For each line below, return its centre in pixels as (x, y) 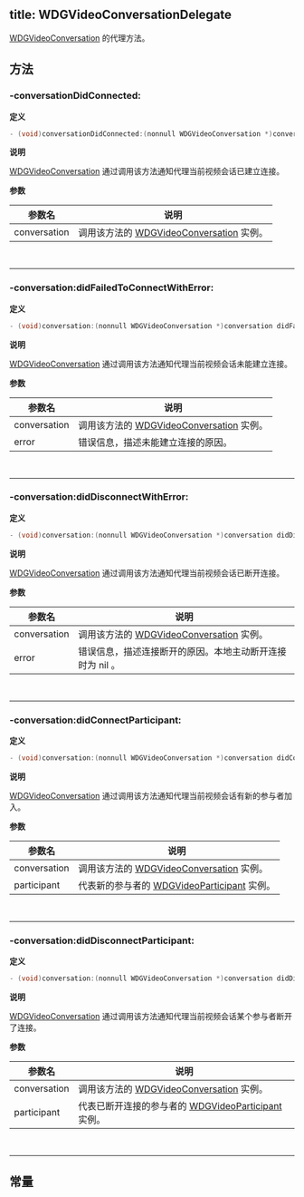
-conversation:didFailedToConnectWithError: (112, 287)
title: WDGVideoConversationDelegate (121, 15)
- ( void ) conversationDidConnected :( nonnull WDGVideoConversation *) (141, 134)
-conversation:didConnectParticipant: (95, 720)
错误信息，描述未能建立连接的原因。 (155, 442)
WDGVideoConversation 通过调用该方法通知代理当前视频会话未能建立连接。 (151, 364)
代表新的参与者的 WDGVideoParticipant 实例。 (177, 885)
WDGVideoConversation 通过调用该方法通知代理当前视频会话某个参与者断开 (151, 1017)
